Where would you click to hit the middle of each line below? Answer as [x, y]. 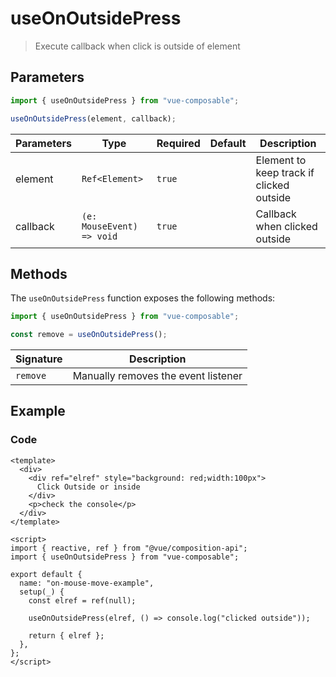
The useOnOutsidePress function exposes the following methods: [143, 298]
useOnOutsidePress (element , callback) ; [93, 118]
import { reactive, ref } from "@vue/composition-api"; [129, 548]
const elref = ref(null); [82, 600]
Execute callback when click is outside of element [137, 46]
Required [178, 143]
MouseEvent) [109, 226]
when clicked [286, 226]
